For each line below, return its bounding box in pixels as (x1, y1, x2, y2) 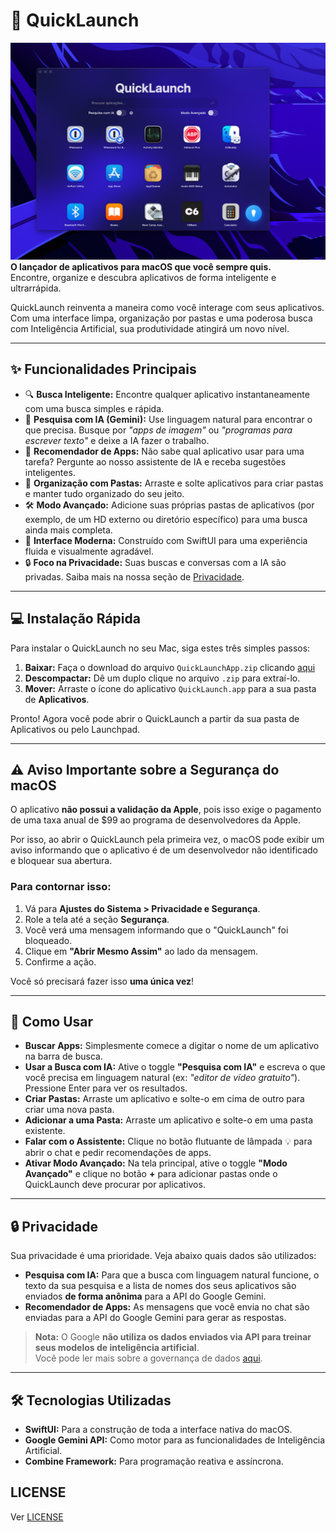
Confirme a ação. (24, 955, 97, 968)
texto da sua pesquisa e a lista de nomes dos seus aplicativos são (24, 1280, 297, 1292)
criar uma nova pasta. (24, 1104, 115, 1116)
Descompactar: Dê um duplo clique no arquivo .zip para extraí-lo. (24, 672, 301, 684)
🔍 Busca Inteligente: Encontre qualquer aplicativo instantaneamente (24, 388, 310, 400)
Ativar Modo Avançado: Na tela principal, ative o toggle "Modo (24, 1157, 288, 1169)
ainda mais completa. (24, 524, 113, 536)
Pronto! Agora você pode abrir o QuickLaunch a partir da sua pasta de (10, 712, 300, 724)
